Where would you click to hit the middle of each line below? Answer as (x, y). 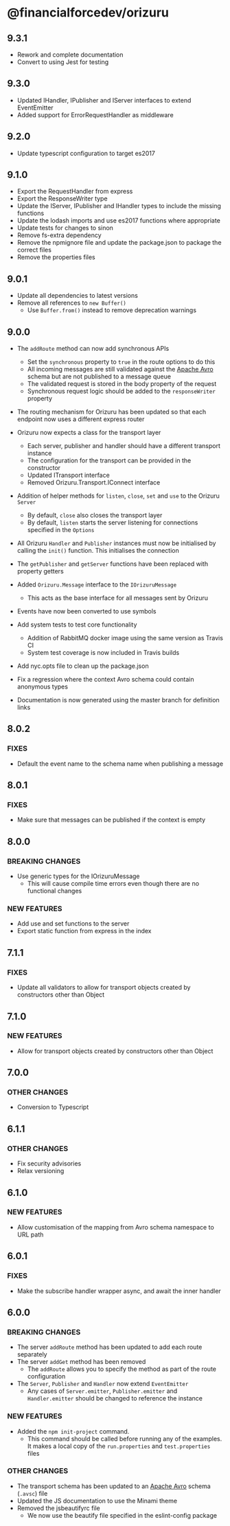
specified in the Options (61, 530)
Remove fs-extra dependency (59, 235)
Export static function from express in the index (84, 931)
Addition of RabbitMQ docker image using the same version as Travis (125, 638)
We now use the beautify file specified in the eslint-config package (122, 1515)
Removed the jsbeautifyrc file (59, 1508)
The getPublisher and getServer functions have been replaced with (112, 564)
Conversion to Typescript (53, 1107)
